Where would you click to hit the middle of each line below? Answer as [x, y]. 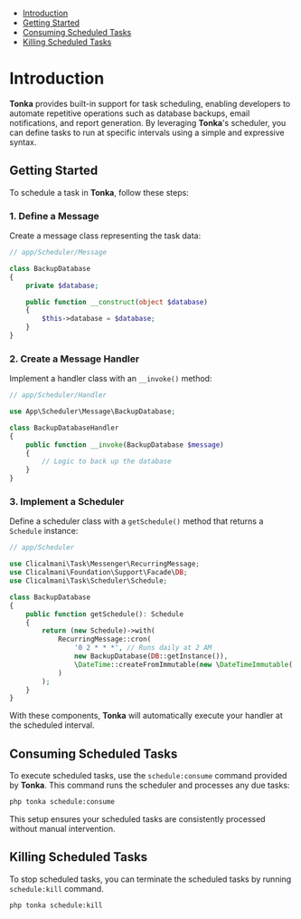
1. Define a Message [54, 216]
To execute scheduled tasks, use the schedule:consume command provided [148, 776]
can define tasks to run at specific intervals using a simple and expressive [147, 132]
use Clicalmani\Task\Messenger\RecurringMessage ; [105, 564]
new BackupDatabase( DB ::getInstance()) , [151, 656]
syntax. [23, 142]
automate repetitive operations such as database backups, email [130, 113]
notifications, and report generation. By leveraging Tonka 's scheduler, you [148, 122]
